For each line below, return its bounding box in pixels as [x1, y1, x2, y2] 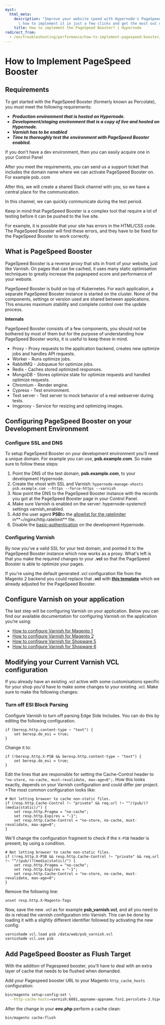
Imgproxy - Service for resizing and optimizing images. [12, 403, 124, 409]
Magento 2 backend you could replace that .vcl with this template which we [5, 576, 160, 582]
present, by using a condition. [5, 840, 65, 846]
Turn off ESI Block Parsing [5, 701, 69, 708]
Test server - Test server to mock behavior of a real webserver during [12, 392, 154, 398]
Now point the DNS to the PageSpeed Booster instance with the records [12, 491, 158, 497]
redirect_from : [5, 30, 36, 35]
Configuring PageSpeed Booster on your [5, 417, 132, 425]
